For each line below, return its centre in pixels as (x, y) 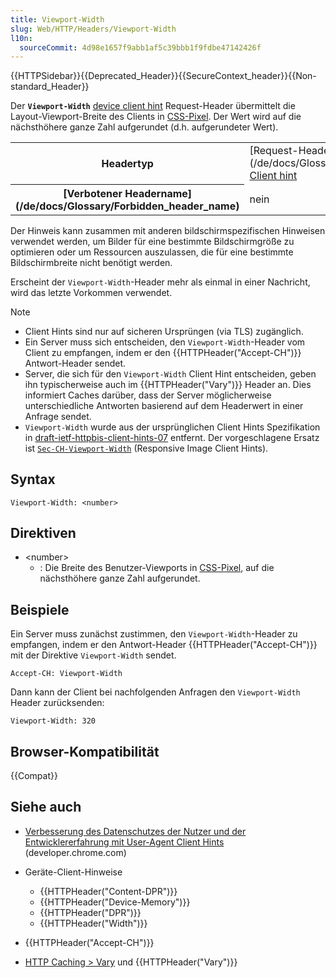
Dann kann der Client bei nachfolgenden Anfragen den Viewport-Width (155, 692)
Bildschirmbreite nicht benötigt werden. (91, 262)
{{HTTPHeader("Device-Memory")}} (115, 902)
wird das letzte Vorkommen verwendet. (91, 292)
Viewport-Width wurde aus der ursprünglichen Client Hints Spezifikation (172, 427)
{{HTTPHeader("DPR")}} (90, 912)
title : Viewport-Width (57, 19)
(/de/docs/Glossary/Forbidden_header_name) (127, 206)
